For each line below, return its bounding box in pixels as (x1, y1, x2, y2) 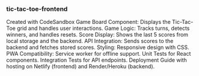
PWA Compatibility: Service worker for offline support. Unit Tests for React (6, 50, 191, 57)
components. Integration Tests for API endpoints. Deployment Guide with (6, 56, 188, 64)
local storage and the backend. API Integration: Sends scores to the (6, 38, 174, 45)
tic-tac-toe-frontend (6, 5, 68, 13)
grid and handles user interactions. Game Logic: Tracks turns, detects (17, 25, 190, 32)
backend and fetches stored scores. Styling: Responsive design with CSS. (6, 44, 189, 51)
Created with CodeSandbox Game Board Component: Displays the (6, 19, 171, 26)
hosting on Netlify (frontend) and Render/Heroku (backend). (6, 63, 155, 70)
